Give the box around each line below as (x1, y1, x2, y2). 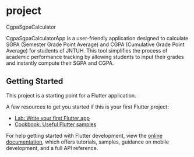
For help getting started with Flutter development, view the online (6, 132, 163, 139)
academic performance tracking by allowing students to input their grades (6, 53, 184, 60)
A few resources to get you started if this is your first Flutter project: (6, 103, 169, 110)
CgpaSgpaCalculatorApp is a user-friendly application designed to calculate (6, 34, 189, 41)
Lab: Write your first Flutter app (14, 114, 90, 121)
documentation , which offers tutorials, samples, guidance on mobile (6, 138, 169, 145)
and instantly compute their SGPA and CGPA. (6, 60, 114, 67)
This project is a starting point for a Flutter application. (6, 92, 136, 99)
